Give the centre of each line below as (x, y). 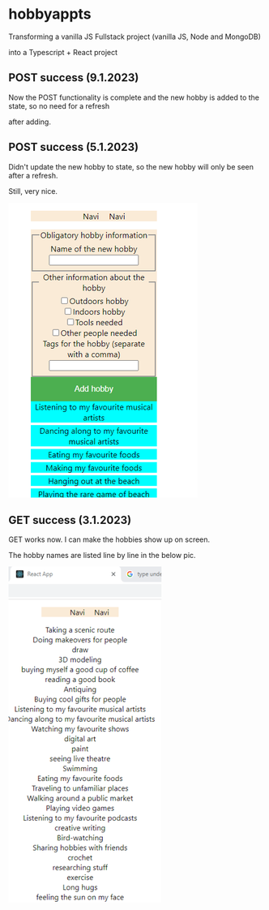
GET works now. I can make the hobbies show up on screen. (109, 539)
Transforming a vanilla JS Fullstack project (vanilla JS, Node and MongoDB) (135, 36)
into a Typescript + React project (63, 52)
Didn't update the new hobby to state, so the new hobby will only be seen (131, 166)
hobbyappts (50, 14)
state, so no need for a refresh (59, 105)
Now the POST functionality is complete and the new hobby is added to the (134, 97)
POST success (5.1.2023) (74, 147)
